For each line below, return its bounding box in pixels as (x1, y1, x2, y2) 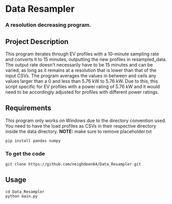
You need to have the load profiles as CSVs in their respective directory (5, 123, 157, 129)
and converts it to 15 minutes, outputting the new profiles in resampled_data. (5, 56, 167, 62)
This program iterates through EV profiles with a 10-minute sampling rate (5, 51, 159, 57)
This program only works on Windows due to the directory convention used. (5, 117, 167, 124)
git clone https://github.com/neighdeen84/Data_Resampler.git (5, 162, 141, 167)
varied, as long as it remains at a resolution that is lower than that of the (5, 67, 157, 73)
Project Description (5, 37, 69, 46)
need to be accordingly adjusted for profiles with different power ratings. (5, 89, 159, 95)
